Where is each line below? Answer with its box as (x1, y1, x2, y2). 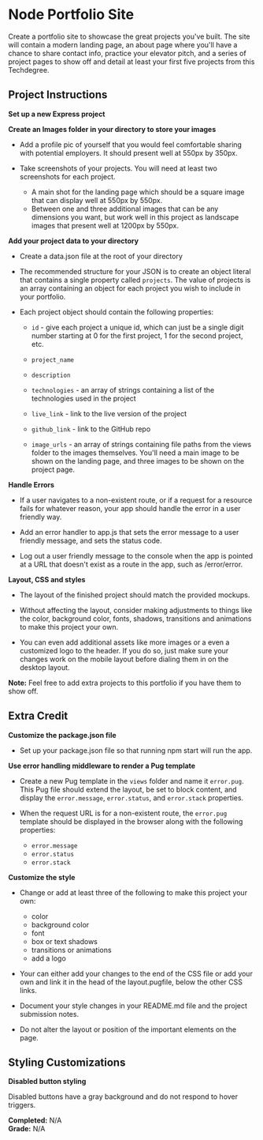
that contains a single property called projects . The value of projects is (19, 275, 251, 284)
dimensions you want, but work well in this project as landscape (31, 212, 239, 222)
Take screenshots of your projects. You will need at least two (19, 164, 218, 173)
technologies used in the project (31, 393, 136, 403)
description (31, 371, 71, 379)
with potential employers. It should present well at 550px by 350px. (19, 148, 238, 157)
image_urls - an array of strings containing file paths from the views (31, 439, 252, 449)
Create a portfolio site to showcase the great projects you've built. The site (8, 32, 250, 41)
